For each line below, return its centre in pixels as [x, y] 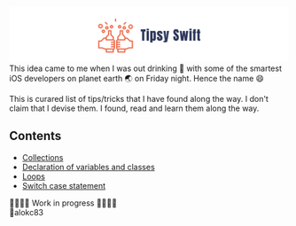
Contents [35, 136]
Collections [43, 157]
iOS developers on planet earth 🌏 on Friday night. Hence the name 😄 [136, 78]
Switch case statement [64, 185]
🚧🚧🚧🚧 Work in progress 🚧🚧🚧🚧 [63, 203]
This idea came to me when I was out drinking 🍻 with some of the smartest [145, 68]
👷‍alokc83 [27, 212]
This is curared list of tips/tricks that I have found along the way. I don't [139, 98]
